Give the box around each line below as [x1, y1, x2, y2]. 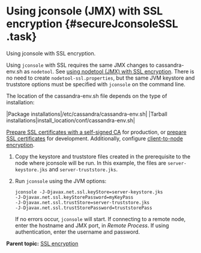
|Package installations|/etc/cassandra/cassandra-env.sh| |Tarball [6, 110, 168, 117]
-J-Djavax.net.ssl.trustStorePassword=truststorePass [14, 205, 152, 211]
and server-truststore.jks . [49, 166, 118, 173]
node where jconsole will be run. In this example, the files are [14, 159, 167, 166]
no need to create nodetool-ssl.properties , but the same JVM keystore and [6, 74, 195, 81]
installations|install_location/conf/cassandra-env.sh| [6, 116, 135, 124]
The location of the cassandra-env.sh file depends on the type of [6, 92, 167, 99]
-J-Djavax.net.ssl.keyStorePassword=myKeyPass [14, 194, 134, 200]
